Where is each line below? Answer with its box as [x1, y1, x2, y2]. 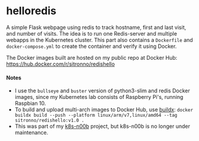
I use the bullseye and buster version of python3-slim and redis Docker [14, 87, 190, 94]
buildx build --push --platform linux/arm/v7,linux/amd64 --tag [14, 113, 178, 118]
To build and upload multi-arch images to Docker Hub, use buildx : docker [14, 106, 194, 113]
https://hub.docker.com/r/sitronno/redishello [6, 60, 115, 68]
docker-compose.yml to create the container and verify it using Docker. [6, 43, 177, 50]
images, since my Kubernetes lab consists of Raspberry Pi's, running [14, 94, 184, 101]
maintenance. [14, 129, 49, 136]
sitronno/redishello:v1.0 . [14, 117, 84, 124]
